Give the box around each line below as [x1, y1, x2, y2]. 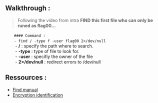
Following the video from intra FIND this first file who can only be [17, 17, 153, 23]
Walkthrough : [5, 4, 50, 12]
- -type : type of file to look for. [14, 48, 79, 54]
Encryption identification [12, 92, 63, 98]
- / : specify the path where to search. [14, 42, 93, 49]
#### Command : [14, 33, 46, 38]
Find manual [12, 86, 38, 92]
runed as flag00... [17, 22, 56, 28]
